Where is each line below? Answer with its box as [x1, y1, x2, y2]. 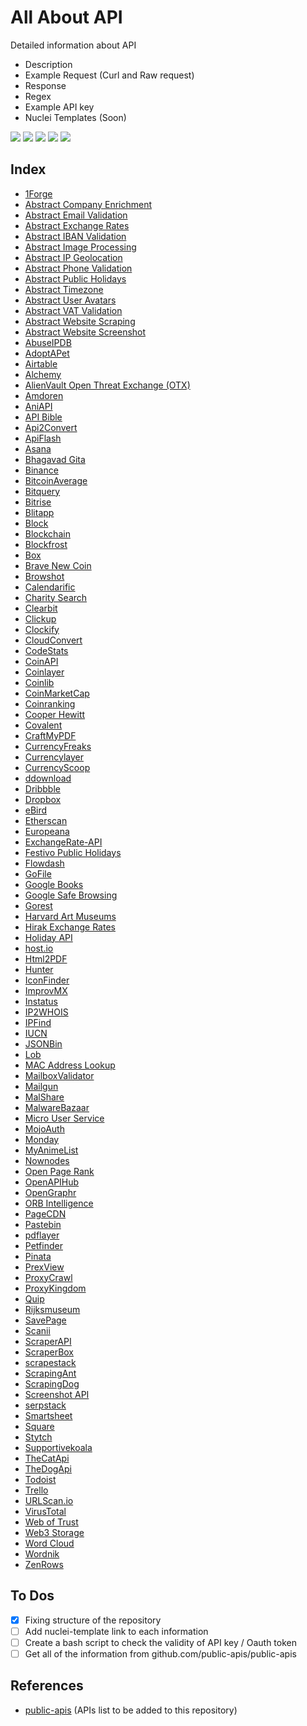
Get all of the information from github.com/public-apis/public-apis [24, 1647, 297, 1660]
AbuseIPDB [24, 336, 72, 348]
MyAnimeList [24, 1144, 79, 1156]
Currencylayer [24, 751, 84, 763]
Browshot [24, 570, 65, 582]
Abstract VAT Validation [24, 304, 123, 316]
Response [24, 79, 67, 91]
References [10, 1677, 84, 1695]
